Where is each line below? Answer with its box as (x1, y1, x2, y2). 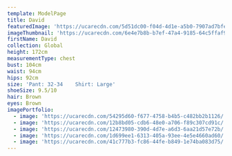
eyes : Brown (7, 100, 41, 107)
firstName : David (7, 36, 57, 43)
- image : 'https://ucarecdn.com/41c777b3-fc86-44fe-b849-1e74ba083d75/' (13, 139, 227, 146)
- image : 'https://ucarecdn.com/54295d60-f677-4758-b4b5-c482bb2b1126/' (13, 113, 227, 119)
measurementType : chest (7, 55, 76, 62)
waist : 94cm (7, 68, 41, 75)
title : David (7, 17, 45, 23)
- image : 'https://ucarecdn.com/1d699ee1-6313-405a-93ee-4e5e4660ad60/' (13, 132, 227, 139)
